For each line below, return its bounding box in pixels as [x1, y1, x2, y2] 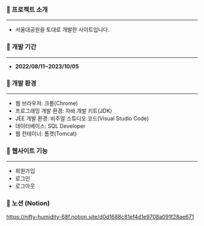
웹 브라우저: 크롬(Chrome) [15, 99, 78, 107]
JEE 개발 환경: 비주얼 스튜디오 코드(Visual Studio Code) [15, 114, 149, 122]
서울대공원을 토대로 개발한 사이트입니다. [15, 26, 110, 33]
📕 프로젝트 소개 [6, 5, 48, 13]
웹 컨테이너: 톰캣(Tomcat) [15, 129, 77, 137]
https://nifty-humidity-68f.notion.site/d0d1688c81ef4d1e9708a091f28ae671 [6, 213, 194, 221]
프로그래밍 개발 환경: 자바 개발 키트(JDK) [15, 107, 112, 114]
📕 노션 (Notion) [6, 199, 50, 208]
